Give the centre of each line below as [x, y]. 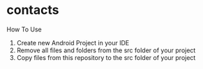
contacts [33, 10]
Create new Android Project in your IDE [73, 43]
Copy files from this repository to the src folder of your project [106, 57]
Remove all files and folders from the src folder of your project [106, 50]
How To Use [24, 29]
